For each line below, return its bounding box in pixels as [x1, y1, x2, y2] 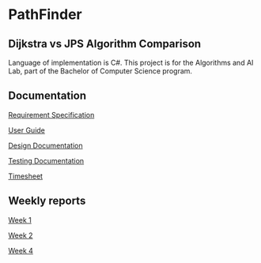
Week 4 [8, 246, 34, 255]
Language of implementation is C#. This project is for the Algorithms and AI [8, 58, 254, 67]
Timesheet [8, 171, 43, 181]
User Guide [8, 125, 46, 135]
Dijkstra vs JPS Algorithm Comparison [8, 37, 202, 51]
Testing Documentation [8, 156, 85, 165]
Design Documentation [8, 141, 83, 150]
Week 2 [8, 231, 33, 240]
